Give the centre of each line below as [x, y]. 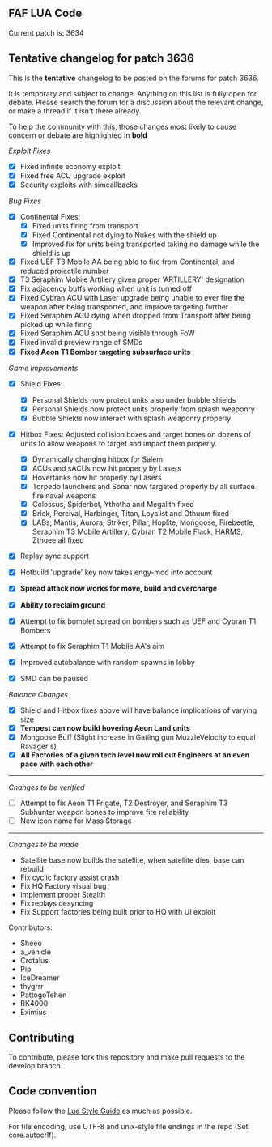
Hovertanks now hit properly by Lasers [97, 478]
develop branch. [36, 1066]
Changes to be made [44, 845]
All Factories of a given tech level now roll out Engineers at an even [135, 755]
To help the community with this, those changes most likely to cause [123, 126]
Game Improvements [43, 368]
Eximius [33, 1013]
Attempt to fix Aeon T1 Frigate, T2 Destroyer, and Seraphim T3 [124, 803]
